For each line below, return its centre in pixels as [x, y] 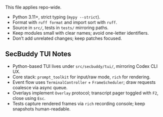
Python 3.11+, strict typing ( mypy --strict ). [56, 17]
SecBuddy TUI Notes [38, 54]
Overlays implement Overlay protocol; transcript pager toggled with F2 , [85, 93]
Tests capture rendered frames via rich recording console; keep [79, 103]
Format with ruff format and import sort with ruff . [65, 22]
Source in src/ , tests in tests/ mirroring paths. [60, 28]
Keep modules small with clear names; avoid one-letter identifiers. [80, 33]
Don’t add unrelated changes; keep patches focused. [67, 38]
